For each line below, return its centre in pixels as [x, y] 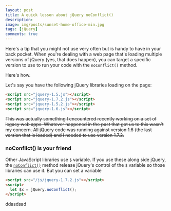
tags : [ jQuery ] [22, 29]
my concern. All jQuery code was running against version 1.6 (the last [79, 130]
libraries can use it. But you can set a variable [53, 170]
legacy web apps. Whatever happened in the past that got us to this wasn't [84, 124]
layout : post [19, 10]
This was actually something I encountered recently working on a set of [81, 118]
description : [19, 20]
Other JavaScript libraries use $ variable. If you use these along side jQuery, [85, 160]
